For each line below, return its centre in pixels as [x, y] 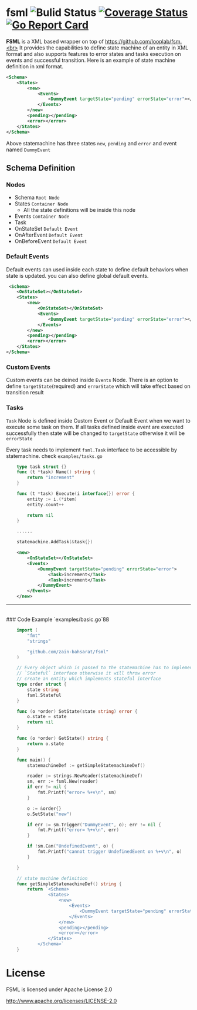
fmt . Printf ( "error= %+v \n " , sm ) [77, 793]
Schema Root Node [37, 198]
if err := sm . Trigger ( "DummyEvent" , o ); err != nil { [94, 825]
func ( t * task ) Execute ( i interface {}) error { [76, 494]
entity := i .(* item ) [52, 499]
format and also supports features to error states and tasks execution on [94, 54]
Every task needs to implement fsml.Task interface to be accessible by [92, 450]
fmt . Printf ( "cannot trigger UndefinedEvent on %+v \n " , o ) [110, 852]
